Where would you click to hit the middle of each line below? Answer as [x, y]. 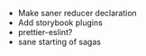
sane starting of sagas [59, 42]
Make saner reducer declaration [77, 13]
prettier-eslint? [45, 32]
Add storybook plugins [60, 23]
